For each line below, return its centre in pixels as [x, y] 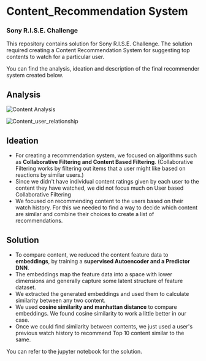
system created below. [35, 76]
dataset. [25, 287]
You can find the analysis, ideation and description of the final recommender [103, 69]
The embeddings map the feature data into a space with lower [94, 274]
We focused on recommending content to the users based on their [99, 201]
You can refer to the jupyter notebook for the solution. [74, 351]
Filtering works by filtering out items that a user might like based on [100, 169]
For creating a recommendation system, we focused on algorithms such [106, 155]
